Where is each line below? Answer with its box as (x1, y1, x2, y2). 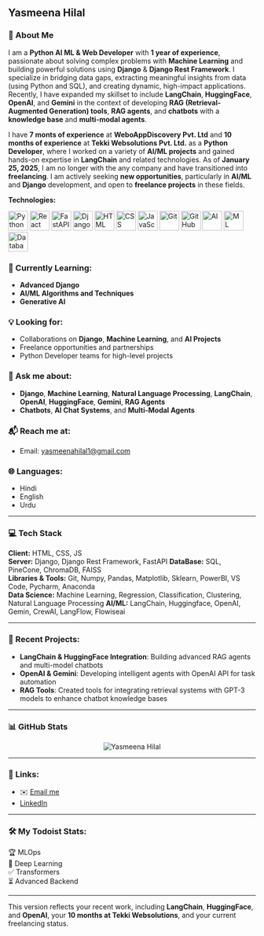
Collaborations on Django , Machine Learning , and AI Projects (19, 334, 222, 344)
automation (19, 677, 57, 686)
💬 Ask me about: (8, 371, 72, 382)
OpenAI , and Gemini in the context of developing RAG (8, 97, 185, 107)
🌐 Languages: (8, 465, 63, 476)
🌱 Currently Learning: (8, 262, 93, 273)
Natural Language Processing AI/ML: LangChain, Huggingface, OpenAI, (8, 599, 241, 608)
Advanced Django (19, 280, 80, 289)
